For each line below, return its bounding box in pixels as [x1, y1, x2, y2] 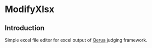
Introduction [5, 24, 45, 32]
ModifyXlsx [5, 4, 55, 15]
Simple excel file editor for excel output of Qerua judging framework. [5, 37, 147, 43]
